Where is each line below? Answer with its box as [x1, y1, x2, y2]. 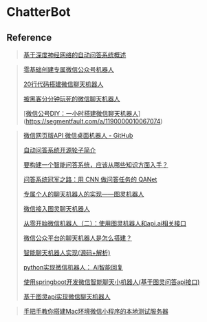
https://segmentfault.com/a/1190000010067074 [25, 117, 161, 125]
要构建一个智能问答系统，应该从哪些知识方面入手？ [23, 161, 168, 169]
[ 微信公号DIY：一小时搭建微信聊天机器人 [23, 110, 139, 117]
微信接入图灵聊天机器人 [23, 205, 90, 212]
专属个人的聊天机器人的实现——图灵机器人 [23, 190, 144, 198]
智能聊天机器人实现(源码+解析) [23, 249, 111, 256]
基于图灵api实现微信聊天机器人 [23, 292, 111, 301]
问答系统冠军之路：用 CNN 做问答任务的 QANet [23, 175, 157, 183]
